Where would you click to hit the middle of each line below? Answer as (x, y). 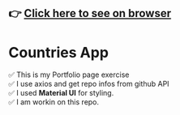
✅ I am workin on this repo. (54, 102)
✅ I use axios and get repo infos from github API (89, 84)
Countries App (59, 52)
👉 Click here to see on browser (90, 13)
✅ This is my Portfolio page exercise (69, 75)
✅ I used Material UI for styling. (61, 93)
